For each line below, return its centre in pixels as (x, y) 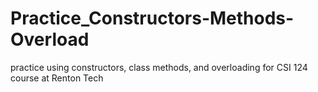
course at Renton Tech (57, 78)
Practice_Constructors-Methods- (152, 18)
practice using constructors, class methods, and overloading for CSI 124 (159, 67)
